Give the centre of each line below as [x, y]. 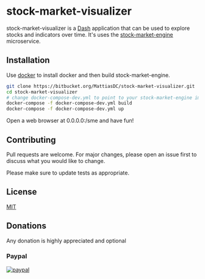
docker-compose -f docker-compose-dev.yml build [69, 103]
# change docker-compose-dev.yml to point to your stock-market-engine [99, 98]
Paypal [17, 256]
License [22, 192]
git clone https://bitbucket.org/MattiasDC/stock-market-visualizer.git [101, 86]
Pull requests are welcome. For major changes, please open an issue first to [102, 154]
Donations [27, 226]
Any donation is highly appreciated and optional [66, 241]
